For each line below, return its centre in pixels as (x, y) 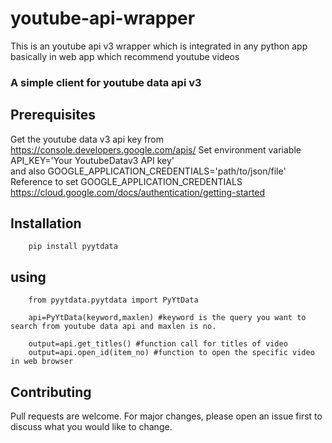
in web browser (42, 362)
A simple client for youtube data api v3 (106, 82)
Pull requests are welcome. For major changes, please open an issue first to (166, 416)
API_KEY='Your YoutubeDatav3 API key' (92, 160)
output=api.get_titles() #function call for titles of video (158, 344)
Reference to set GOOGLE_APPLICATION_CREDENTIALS (126, 181)
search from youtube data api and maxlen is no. (113, 327)
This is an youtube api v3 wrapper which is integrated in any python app (159, 46)
